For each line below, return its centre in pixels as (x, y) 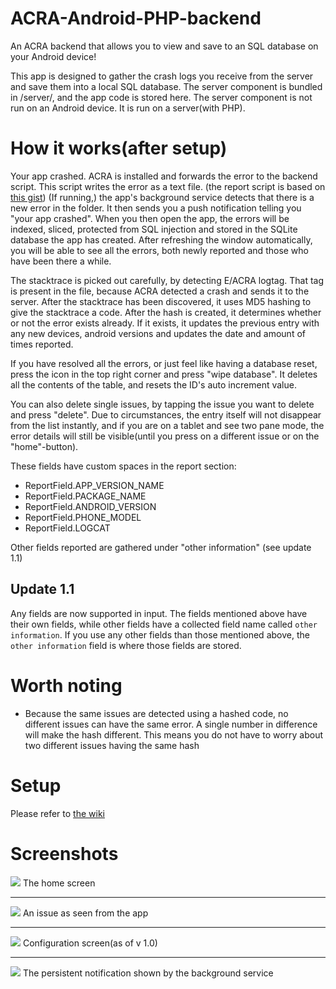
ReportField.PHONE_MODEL (83, 517)
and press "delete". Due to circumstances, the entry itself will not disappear (166, 414)
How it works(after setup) (119, 148)
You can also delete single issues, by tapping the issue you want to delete (162, 404)
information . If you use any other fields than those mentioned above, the (160, 634)
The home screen (59, 883)
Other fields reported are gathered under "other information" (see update (161, 547)
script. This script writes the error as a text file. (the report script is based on (168, 186)
